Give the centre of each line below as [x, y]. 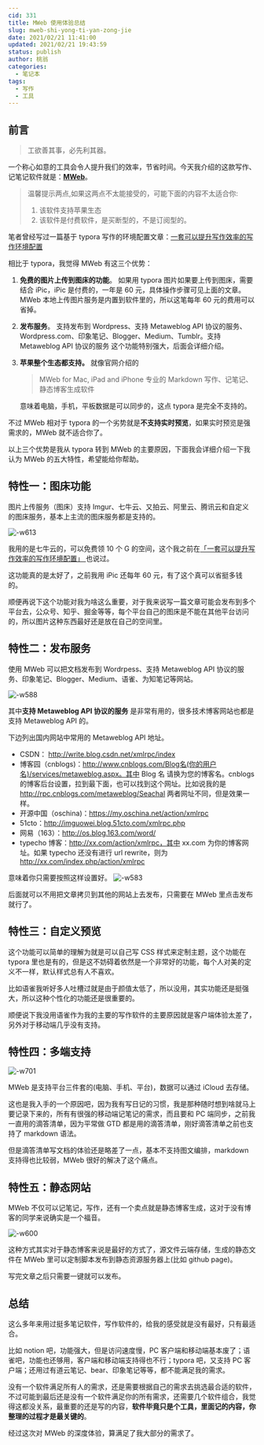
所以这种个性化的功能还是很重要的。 [80, 998]
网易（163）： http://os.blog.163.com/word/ [88, 833]
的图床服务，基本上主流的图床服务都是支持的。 [84, 516]
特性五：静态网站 [49, 1187]
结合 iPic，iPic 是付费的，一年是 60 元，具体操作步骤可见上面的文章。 [132, 290]
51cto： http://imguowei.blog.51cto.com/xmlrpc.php [103, 822]
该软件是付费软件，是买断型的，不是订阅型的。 [115, 220]
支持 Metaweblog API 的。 [50, 720]
